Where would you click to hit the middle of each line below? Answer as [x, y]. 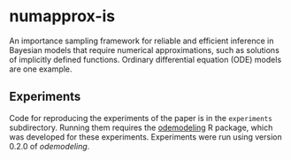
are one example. [41, 69]
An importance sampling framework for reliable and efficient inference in [142, 41]
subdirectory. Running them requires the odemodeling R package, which [141, 127]
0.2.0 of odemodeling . [50, 146]
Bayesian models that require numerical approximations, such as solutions [145, 50]
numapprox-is [62, 16]
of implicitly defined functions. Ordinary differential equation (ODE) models [145, 59]
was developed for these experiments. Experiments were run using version [145, 137]
